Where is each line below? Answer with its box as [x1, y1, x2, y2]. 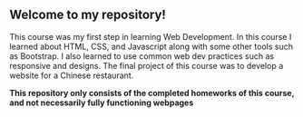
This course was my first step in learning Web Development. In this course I [9, 31, 292, 42]
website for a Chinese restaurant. [9, 70, 134, 81]
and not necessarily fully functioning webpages [9, 97, 194, 108]
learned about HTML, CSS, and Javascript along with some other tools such [9, 41, 293, 52]
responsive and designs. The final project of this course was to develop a [9, 60, 284, 71]
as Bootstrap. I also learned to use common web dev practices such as [9, 50, 275, 62]
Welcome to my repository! [9, 7, 166, 23]
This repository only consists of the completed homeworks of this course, [9, 87, 295, 98]
